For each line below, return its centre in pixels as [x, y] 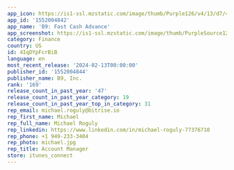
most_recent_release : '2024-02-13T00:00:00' [73, 65]
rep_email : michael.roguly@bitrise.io [63, 110]
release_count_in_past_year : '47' [57, 91]
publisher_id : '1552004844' [48, 71]
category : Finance [34, 40]
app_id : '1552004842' [39, 20]
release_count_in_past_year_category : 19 [68, 98]
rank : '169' [24, 85]
